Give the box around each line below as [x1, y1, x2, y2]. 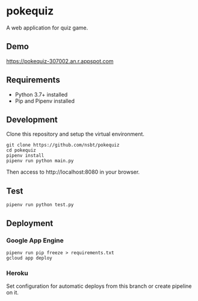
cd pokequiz [6, 147, 36, 154]
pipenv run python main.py [6, 158, 74, 164]
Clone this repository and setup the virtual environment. [6, 130, 144, 138]
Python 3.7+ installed [14, 91, 68, 98]
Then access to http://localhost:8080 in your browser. [6, 168, 140, 175]
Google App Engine [6, 236, 64, 245]
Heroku [6, 269, 28, 277]
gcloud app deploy [6, 255, 52, 261]
